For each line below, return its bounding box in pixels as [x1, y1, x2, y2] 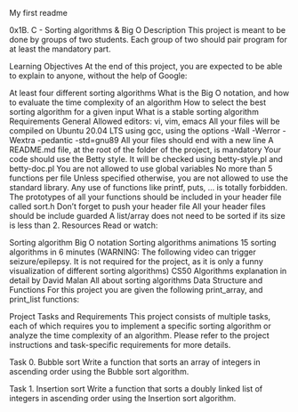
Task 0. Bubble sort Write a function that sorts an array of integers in [9, 357, 261, 368]
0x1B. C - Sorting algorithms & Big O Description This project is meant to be [9, 25, 286, 35]
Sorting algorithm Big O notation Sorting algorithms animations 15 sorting [9, 238, 277, 247]
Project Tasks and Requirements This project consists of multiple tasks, [9, 311, 271, 321]
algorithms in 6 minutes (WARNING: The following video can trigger [9, 246, 256, 257]
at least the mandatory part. [9, 44, 111, 54]
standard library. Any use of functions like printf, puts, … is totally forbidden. [9, 182, 287, 192]
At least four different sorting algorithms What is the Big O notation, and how [9, 88, 290, 98]
